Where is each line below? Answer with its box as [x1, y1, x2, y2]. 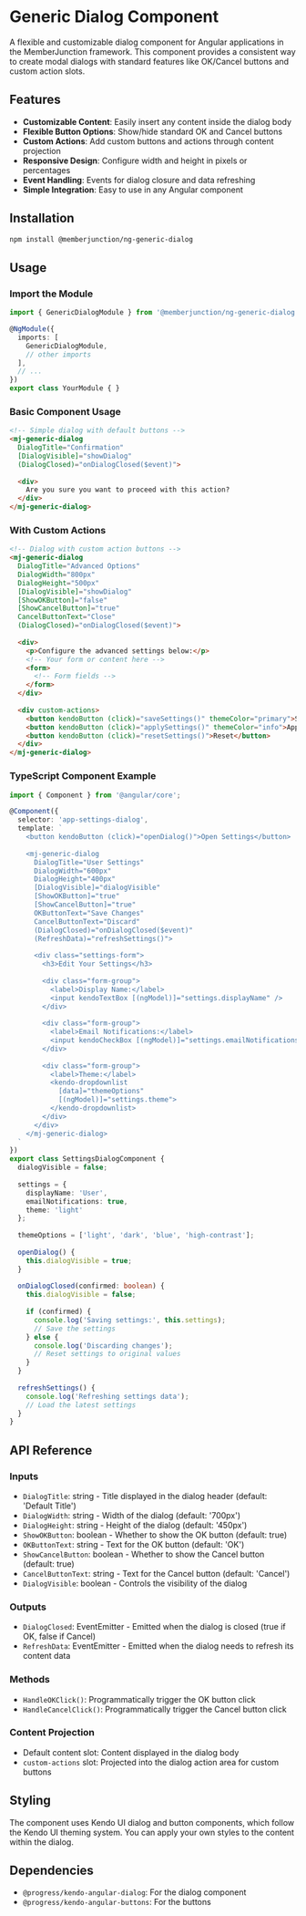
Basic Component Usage [9, 405, 121, 418]
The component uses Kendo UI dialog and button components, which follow [9, 1817, 294, 1828]
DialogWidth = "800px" [17, 570, 96, 579]
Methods [9, 1673, 50, 1686]
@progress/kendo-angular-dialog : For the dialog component [22, 1887, 247, 1898]
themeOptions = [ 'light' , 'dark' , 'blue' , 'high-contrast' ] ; [17, 1231, 255, 1240]
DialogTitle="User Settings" [33, 857, 145, 867]
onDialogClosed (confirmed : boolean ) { [17, 1281, 166, 1291]
